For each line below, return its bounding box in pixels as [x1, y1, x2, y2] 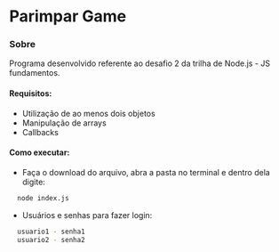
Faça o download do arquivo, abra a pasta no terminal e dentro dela [21, 167, 271, 177]
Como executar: [9, 147, 70, 158]
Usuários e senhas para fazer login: [21, 209, 153, 220]
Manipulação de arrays [21, 118, 107, 128]
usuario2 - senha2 [17, 235, 86, 244]
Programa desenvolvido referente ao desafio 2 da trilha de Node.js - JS [9, 58, 271, 69]
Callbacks [21, 126, 60, 137]
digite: [21, 176, 46, 187]
